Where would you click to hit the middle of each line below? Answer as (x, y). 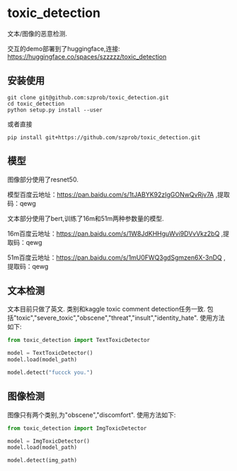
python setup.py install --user (55, 110)
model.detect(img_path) (42, 460)
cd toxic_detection (36, 104)
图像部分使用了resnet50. (43, 179)
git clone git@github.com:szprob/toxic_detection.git (88, 97)
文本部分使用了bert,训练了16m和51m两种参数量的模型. (86, 218)
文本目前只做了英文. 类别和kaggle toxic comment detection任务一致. (106, 309)
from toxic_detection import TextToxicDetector (79, 340)
